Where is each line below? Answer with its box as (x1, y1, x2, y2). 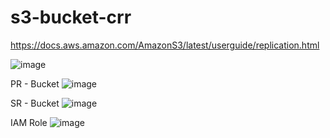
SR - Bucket (10, 97, 60, 109)
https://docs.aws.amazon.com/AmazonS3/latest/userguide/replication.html (10, 39, 320, 51)
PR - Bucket (10, 77, 60, 90)
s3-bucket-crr (10, 6, 132, 29)
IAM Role (10, 116, 48, 128)
